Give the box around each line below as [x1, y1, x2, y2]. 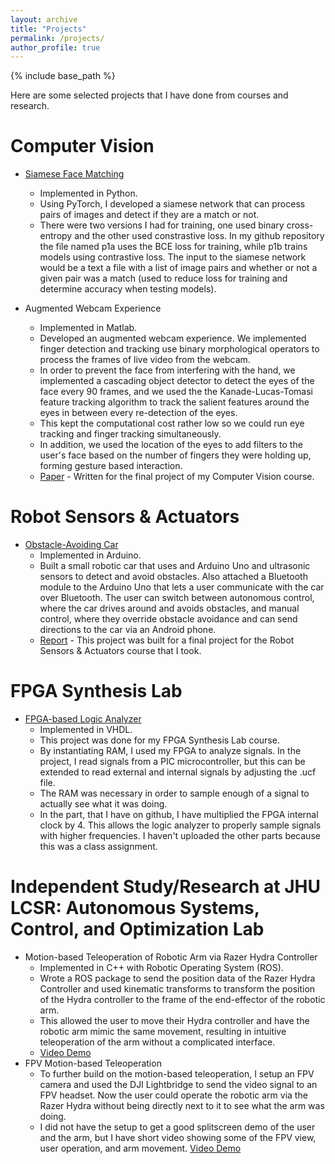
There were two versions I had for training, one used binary [39, 219, 285, 231]
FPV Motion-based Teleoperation [24, 1057, 162, 1069]
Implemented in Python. [39, 187, 138, 200]
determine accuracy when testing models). [39, 283, 217, 295]
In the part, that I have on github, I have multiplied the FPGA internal [39, 809, 319, 821]
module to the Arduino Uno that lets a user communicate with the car [39, 581, 325, 593]
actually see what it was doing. [39, 798, 168, 810]
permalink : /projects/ [10, 33, 105, 43]
